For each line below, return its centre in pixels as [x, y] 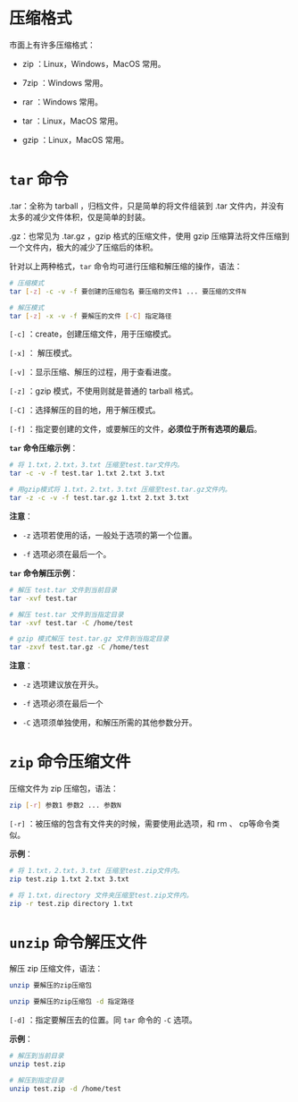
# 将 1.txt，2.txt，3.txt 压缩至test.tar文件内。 [97, 465]
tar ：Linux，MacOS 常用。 [72, 121]
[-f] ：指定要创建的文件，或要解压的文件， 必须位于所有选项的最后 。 [136, 429]
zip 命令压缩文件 [70, 762]
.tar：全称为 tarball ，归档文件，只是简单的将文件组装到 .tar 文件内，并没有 [147, 206]
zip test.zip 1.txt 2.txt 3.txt [69, 879]
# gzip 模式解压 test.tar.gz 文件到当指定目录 [89, 639]
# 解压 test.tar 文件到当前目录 [63, 590]
